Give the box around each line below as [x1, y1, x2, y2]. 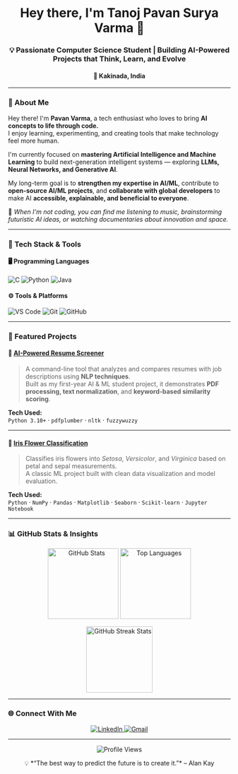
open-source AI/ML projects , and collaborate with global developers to [8, 186, 220, 195]
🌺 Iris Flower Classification [8, 439, 88, 447]
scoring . [25, 395, 51, 403]
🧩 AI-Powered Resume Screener [8, 349, 105, 357]
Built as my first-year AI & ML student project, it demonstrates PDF [25, 380, 220, 388]
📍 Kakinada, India [93, 71, 145, 80]
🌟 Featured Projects [8, 331, 77, 341]
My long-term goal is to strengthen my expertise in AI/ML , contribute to [8, 179, 220, 187]
